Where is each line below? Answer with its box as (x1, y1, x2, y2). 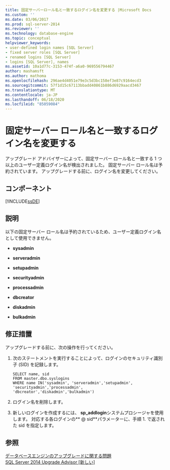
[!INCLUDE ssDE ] (5, 198, 40, 204)
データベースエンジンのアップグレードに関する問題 (5, 453, 112, 459)
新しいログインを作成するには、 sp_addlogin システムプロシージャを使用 (12, 409, 164, 416)
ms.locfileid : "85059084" (5, 102, 60, 107)
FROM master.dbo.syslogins (12, 376, 70, 381)
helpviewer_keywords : (5, 41, 51, 46)
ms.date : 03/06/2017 (5, 17, 49, 22)
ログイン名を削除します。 (12, 399, 66, 405)
